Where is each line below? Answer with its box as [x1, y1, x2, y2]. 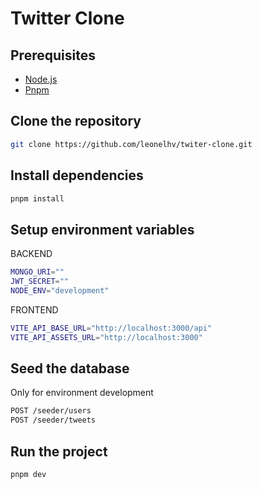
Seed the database [10, 360, 130, 377]
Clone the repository [10, 113, 142, 130]
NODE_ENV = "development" [10, 285, 110, 296]
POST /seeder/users [10, 406, 92, 416]
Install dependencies [10, 167, 144, 184]
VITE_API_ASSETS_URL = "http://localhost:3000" [10, 332, 203, 342]
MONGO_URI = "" [10, 267, 65, 277]
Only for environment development [10, 387, 154, 399]
